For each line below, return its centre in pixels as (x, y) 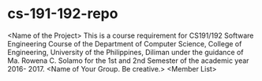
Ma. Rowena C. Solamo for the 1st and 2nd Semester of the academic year (128, 61)
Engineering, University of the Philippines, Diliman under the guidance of (125, 52)
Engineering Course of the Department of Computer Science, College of (125, 43)
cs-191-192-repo (63, 14)
